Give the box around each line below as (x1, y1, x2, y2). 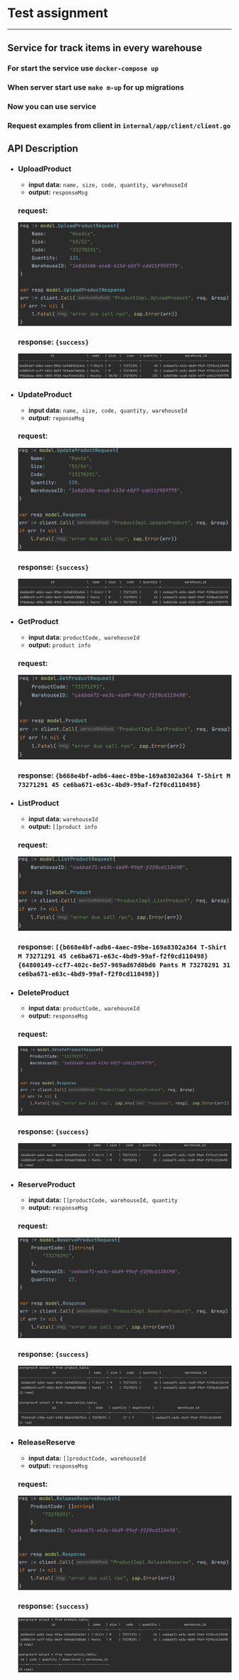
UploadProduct (17, 164, 72, 174)
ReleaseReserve (17, 1437, 76, 1447)
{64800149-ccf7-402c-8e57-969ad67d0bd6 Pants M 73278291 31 (17, 961, 231, 969)
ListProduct (17, 798, 59, 808)
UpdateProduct (17, 390, 73, 400)
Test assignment (7, 5, 108, 21)
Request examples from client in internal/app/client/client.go (7, 121, 231, 131)
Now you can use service (7, 102, 97, 112)
